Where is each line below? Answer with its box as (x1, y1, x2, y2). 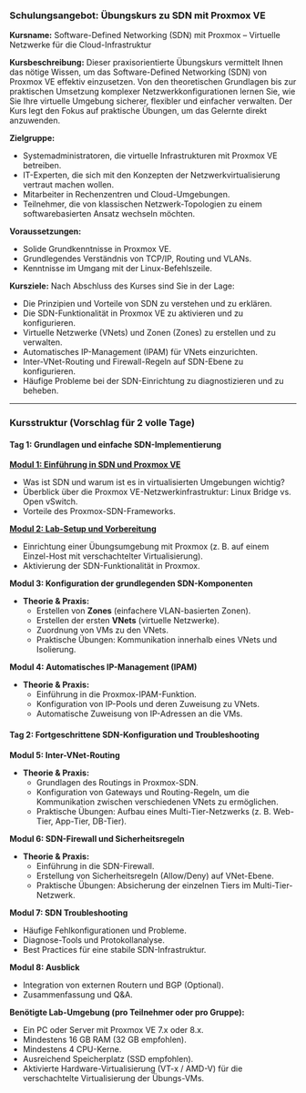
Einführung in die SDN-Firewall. (36, 860, 155, 871)
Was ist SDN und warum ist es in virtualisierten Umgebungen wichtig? (22, 477, 285, 488)
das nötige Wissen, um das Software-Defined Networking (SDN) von (9, 66, 267, 77)
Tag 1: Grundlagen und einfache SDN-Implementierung (9, 439, 221, 450)
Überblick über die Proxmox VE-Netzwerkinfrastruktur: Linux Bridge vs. (22, 487, 291, 498)
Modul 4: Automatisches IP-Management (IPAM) (9, 662, 198, 673)
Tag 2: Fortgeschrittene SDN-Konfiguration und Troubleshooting (9, 729, 260, 741)
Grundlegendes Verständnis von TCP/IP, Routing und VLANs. (22, 253, 252, 264)
